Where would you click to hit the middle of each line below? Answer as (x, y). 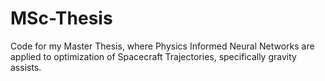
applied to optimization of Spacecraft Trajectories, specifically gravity (153, 56)
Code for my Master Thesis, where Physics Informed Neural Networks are (162, 46)
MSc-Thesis (61, 18)
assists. (26, 67)
